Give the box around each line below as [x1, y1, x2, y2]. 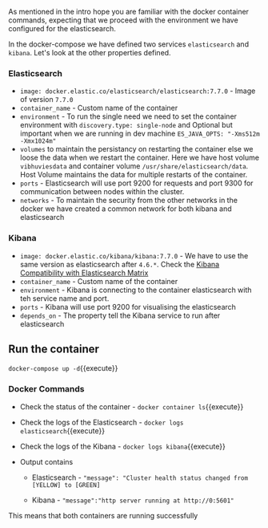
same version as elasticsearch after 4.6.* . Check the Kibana [19, 259, 220, 269]
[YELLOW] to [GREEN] [31, 481, 101, 489]
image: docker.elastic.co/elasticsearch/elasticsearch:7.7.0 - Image [19, 86, 256, 95]
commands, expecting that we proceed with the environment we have [8, 15, 238, 25]
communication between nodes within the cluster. [19, 187, 185, 197]
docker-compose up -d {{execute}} [8, 364, 118, 373]
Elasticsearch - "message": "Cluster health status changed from [31, 473, 249, 482]
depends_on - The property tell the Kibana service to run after [19, 311, 221, 320]
